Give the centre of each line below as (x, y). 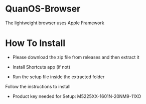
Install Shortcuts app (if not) (41, 67)
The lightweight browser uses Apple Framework (55, 23)
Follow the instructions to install (38, 86)
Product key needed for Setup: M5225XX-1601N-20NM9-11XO (77, 96)
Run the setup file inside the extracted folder (58, 77)
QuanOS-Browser (43, 9)
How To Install (35, 43)
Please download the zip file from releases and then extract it (76, 57)
